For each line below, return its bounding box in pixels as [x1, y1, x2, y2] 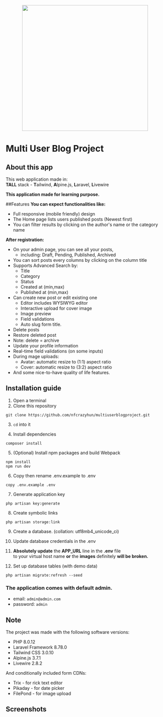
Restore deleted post [13, 332, 57, 338]
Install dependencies [13, 431, 57, 437]
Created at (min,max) [20, 284, 65, 290]
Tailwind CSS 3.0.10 [13, 650, 54, 656]
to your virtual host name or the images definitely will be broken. [13, 553, 149, 559]
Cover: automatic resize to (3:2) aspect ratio [20, 364, 112, 370]
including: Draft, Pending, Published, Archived [20, 252, 116, 258]
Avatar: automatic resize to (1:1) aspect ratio [20, 359, 111, 365]
